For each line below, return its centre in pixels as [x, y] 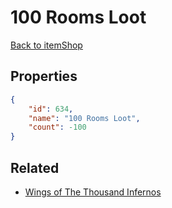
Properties [44, 76]
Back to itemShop [46, 45]
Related [35, 167]
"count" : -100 [57, 127]
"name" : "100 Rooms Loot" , [84, 118]
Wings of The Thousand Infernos [93, 192]
